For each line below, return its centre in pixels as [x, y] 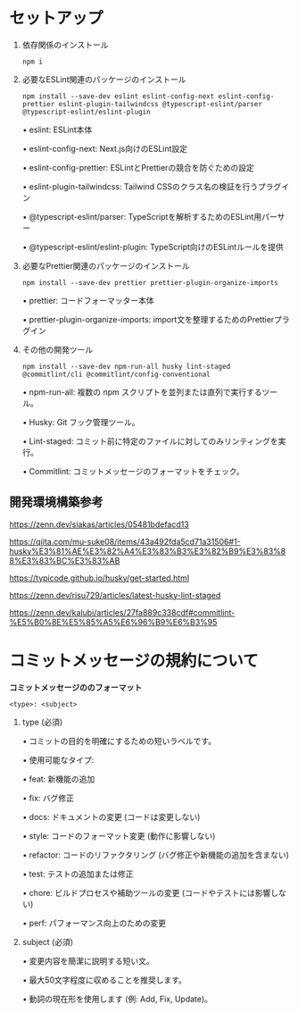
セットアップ [57, 18]
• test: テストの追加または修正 [78, 874]
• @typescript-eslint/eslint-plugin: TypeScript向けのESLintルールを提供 [153, 247]
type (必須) [42, 722]
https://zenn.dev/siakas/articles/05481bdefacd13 [99, 524]
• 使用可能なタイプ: [58, 759]
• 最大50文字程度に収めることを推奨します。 [104, 980]
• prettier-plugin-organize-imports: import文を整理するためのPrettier [148, 319]
